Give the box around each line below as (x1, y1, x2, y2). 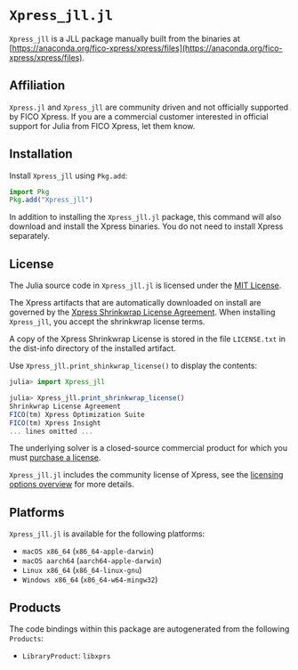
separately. (9, 231, 51, 241)
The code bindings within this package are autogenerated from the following (9, 624, 290, 634)
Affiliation (9, 78, 66, 94)
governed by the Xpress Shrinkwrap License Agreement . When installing (9, 306, 276, 318)
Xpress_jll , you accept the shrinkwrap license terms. (9, 316, 205, 327)
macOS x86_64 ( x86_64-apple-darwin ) (21, 546, 154, 557)
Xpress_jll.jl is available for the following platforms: (9, 528, 205, 539)
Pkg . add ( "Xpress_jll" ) (9, 195, 93, 205)
